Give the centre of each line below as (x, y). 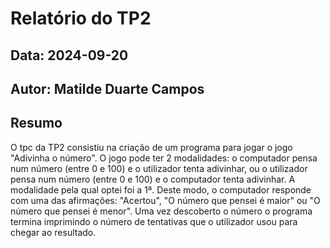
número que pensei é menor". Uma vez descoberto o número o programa (161, 211)
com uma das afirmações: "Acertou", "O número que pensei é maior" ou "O (165, 200)
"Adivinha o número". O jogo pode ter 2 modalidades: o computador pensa (164, 158)
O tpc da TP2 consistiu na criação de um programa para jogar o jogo (151, 147)
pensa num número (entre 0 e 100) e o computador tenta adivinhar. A (153, 179)
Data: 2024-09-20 (69, 55)
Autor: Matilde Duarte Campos (107, 88)
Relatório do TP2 (81, 18)
